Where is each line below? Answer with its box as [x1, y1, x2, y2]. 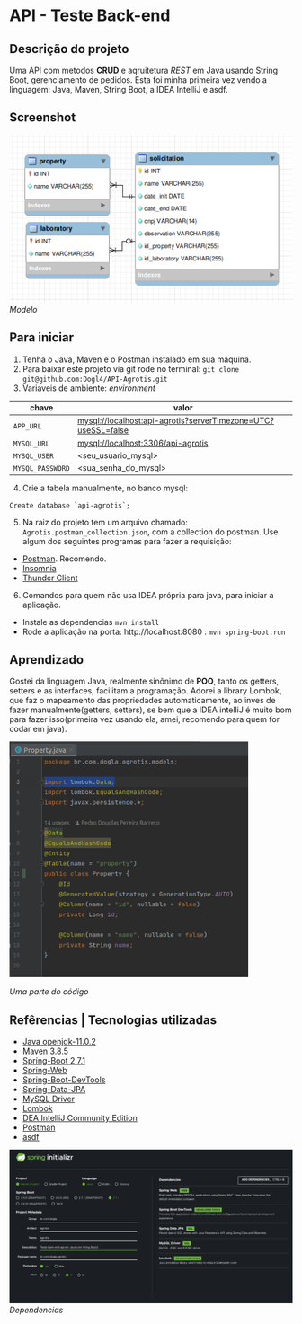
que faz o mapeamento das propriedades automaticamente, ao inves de [9, 695, 276, 706]
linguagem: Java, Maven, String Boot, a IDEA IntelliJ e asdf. [9, 84, 228, 94]
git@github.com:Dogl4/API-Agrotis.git [22, 375, 168, 384]
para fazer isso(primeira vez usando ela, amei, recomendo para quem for [9, 714, 280, 725]
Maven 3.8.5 [22, 1046, 69, 1056]
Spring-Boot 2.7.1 [22, 1055, 85, 1066]
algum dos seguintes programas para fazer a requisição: [22, 535, 232, 546]
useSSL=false [77, 425, 129, 436]
